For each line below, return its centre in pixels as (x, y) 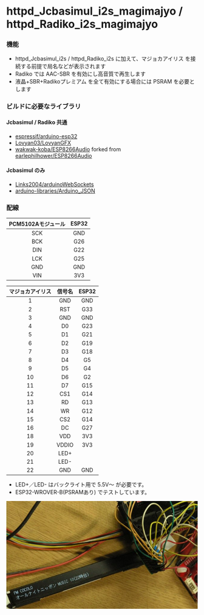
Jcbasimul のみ (26, 170)
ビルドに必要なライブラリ (44, 107)
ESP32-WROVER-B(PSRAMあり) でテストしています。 (83, 492)
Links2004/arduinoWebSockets (54, 184)
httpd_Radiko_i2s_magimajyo (82, 24)
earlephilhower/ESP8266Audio (53, 155)
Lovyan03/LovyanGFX (43, 143)
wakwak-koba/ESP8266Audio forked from (68, 149)
